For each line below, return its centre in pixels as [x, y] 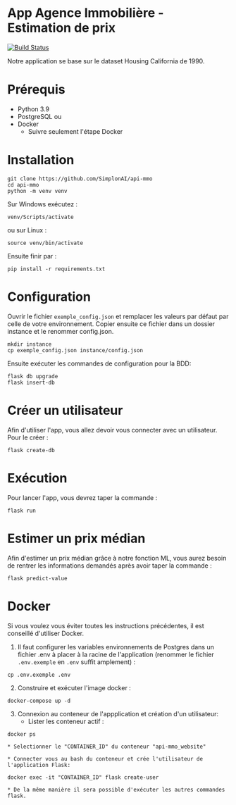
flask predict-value [38, 578]
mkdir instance [30, 344]
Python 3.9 [33, 109]
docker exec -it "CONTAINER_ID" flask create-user [83, 777]
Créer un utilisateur [65, 410]
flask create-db [31, 450]
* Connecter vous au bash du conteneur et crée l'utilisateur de [105, 759]
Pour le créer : [28, 437]
